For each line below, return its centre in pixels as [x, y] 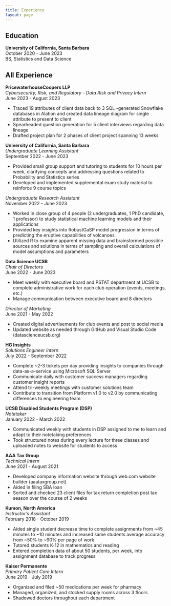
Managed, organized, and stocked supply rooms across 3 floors [80, 593]
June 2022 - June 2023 [30, 272]
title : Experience [25, 10]
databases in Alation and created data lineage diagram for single [81, 114]
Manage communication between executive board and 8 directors [82, 299]
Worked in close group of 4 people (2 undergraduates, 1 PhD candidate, [89, 213]
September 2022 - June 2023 [37, 157]
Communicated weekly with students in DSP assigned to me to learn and [89, 429]
